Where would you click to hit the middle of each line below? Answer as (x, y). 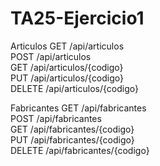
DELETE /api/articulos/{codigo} (74, 88)
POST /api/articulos (51, 56)
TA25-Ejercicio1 (77, 18)
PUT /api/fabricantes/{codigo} (72, 139)
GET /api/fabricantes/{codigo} (72, 129)
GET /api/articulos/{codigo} (67, 67)
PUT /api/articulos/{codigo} (67, 78)
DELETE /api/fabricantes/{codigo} (80, 150)
